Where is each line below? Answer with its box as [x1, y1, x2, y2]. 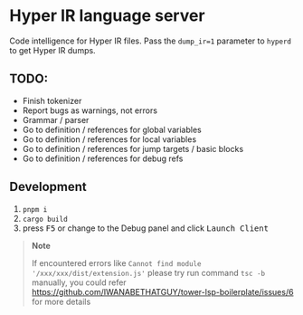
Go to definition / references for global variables [22, 124, 202, 135]
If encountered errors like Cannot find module [31, 257, 202, 268]
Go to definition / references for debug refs [22, 153, 184, 164]
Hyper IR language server [9, 5, 205, 26]
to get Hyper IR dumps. [9, 44, 97, 55]
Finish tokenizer [22, 95, 82, 106]
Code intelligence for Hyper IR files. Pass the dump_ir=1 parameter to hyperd [9, 35, 292, 46]
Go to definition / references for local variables [22, 133, 197, 145]
